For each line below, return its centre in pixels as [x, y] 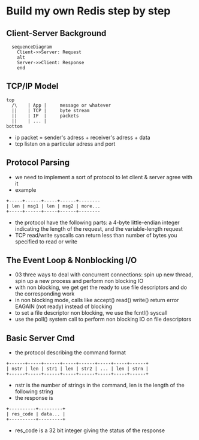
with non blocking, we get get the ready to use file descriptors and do [101, 287]
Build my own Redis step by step [88, 11]
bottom [14, 126]
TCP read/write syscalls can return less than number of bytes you [96, 235]
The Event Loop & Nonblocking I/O [72, 260]
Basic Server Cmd [40, 338]
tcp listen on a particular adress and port [65, 144]
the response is [34, 398]
